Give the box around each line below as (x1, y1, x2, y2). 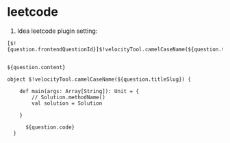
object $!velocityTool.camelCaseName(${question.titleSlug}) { (7, 76, 192, 83)
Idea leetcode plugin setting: (16, 27, 98, 35)
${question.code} (25, 124, 75, 131)
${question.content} (7, 64, 66, 70)
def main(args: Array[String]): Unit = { (19, 88, 139, 94)
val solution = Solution (31, 100, 103, 107)
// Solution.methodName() (31, 94, 106, 101)
